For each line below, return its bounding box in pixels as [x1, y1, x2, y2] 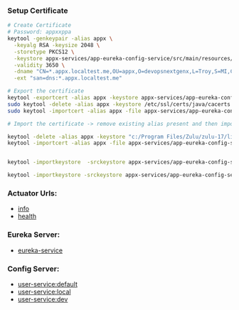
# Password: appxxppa [7, 28, 72, 36]
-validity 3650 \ [14, 61, 65, 69]
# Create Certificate [7, 22, 72, 29]
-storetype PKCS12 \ [14, 48, 75, 55]
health [17, 212, 37, 220]
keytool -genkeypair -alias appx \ [7, 35, 113, 43]
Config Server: [7, 264, 60, 274]
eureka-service [17, 246, 63, 255]
